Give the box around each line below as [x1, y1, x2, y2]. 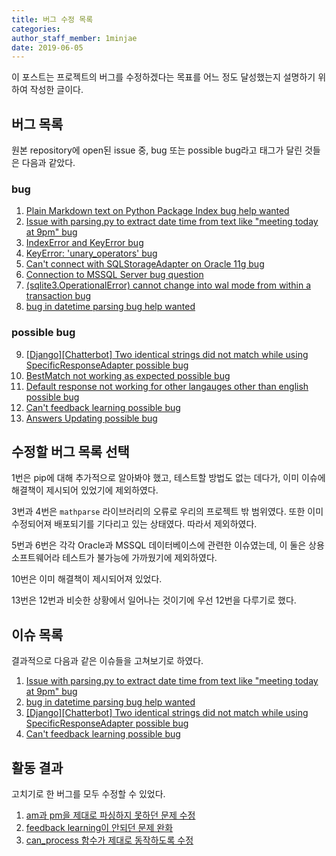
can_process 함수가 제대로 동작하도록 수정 [25, 834, 194, 846]
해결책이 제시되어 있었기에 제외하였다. [11, 484, 159, 496]
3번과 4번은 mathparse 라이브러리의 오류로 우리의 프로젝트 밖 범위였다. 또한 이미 [11, 506, 324, 518]
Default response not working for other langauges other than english [25, 380, 309, 392]
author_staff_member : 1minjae [11, 33, 138, 43]
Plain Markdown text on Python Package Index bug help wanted [25, 205, 290, 217]
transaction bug [25, 290, 92, 302]
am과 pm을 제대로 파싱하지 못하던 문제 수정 [25, 809, 196, 821]
